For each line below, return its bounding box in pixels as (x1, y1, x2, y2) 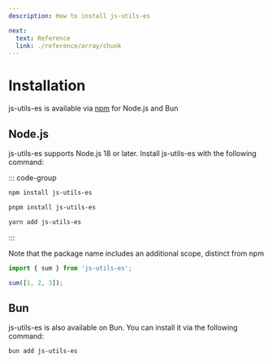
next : (8, 26, 27, 35)
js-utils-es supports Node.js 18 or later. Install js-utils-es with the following (8, 149, 257, 158)
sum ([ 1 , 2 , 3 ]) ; (8, 279, 63, 287)
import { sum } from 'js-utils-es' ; (8, 264, 132, 272)
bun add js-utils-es (8, 347, 79, 356)
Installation (8, 76, 86, 95)
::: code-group (8, 173, 57, 183)
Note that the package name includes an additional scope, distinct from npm (8, 248, 265, 258)
